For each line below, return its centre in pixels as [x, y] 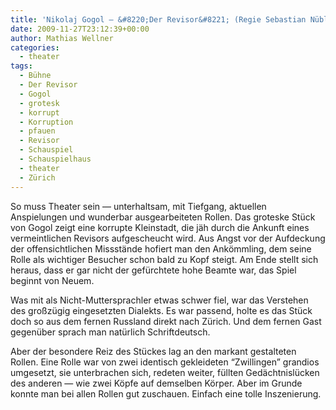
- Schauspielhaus [55, 159]
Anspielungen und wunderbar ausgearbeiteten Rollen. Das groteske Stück [163, 217]
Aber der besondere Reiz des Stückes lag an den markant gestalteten [153, 351]
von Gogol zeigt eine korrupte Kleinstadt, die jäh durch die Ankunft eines [160, 227]
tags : [21, 66]
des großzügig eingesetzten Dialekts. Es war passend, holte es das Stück [161, 310]
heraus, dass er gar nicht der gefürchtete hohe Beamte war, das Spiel [153, 270]
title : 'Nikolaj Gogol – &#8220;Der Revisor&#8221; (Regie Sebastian [158, 19]
